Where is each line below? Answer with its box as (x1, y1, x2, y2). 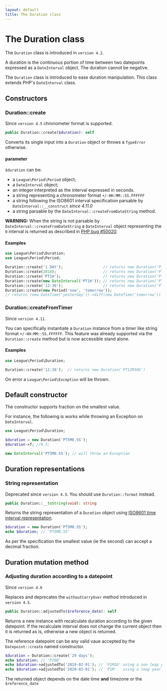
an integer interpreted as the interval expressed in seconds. (12, 187, 135, 193)
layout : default (5, 7, 39, 12)
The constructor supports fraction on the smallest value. (5, 404, 121, 410)
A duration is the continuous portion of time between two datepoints (5, 59, 145, 65)
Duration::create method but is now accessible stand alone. (5, 336, 130, 342)
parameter (5, 155, 27, 162)
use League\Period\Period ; (5, 256, 61, 261)
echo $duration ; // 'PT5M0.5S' (5, 529, 70, 535)
